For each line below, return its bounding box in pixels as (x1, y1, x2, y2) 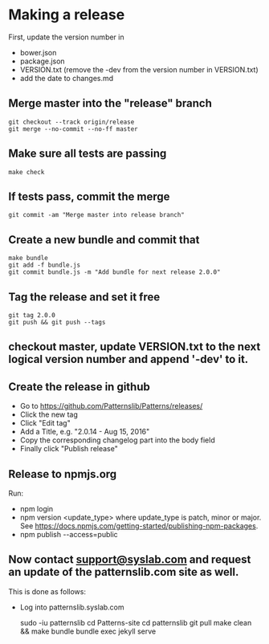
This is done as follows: (8, 586, 87, 596)
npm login (19, 504, 54, 514)
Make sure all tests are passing (8, 147, 167, 161)
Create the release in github (8, 380, 150, 393)
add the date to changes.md (19, 73, 114, 83)
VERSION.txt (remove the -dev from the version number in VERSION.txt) (19, 64, 259, 74)
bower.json (19, 47, 57, 57)
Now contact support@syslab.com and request (8, 552, 251, 567)
